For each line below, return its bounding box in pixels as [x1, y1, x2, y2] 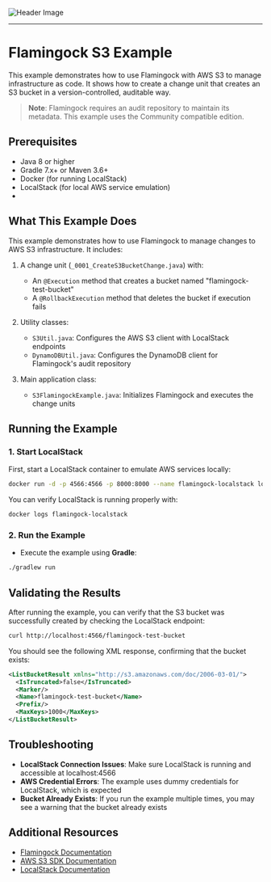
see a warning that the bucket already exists [19, 802, 168, 812]
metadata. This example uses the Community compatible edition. [27, 112, 244, 121]
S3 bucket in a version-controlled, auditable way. [8, 87, 172, 97]
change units [31, 399, 76, 408]
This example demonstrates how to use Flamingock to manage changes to [8, 235, 256, 246]
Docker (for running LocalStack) [19, 174, 127, 184]
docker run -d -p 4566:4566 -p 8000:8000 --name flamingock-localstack [8, 480, 254, 488]
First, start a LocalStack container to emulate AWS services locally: [8, 465, 231, 475]
